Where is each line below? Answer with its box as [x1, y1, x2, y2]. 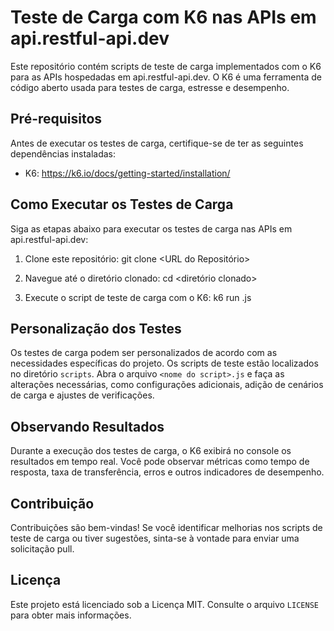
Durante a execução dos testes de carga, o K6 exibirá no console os [10, 445, 292, 457]
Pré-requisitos [10, 111, 103, 128]
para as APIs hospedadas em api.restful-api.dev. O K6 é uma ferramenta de [10, 71, 322, 83]
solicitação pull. [10, 543, 75, 555]
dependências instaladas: [10, 147, 116, 160]
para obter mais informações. [10, 609, 132, 621]
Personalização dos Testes [10, 320, 182, 337]
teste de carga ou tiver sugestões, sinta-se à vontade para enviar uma [10, 532, 300, 544]
